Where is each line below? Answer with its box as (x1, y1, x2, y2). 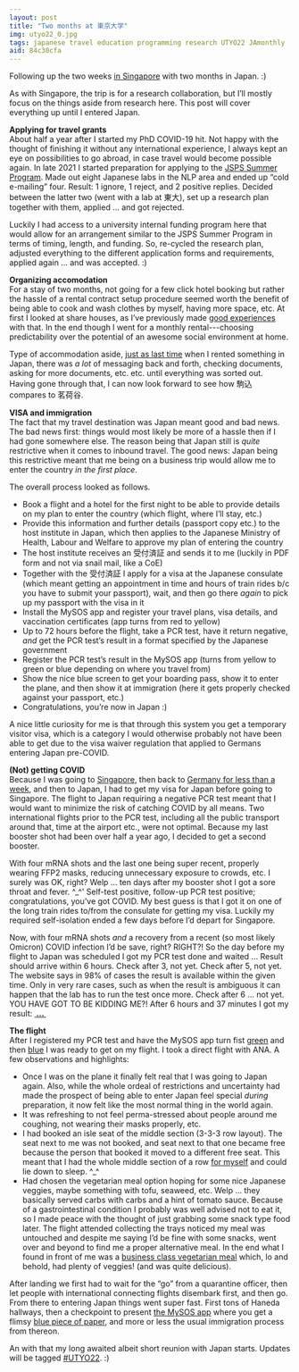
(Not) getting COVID (9, 765, 86, 775)
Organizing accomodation (9, 274, 109, 286)
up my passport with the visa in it (21, 598, 145, 608)
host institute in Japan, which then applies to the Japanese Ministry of (21, 528, 281, 539)
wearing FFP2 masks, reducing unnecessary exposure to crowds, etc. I (9, 867, 270, 878)
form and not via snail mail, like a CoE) (21, 557, 163, 568)
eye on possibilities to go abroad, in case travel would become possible (9, 153, 272, 163)
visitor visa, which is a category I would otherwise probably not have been (9, 729, 283, 740)
